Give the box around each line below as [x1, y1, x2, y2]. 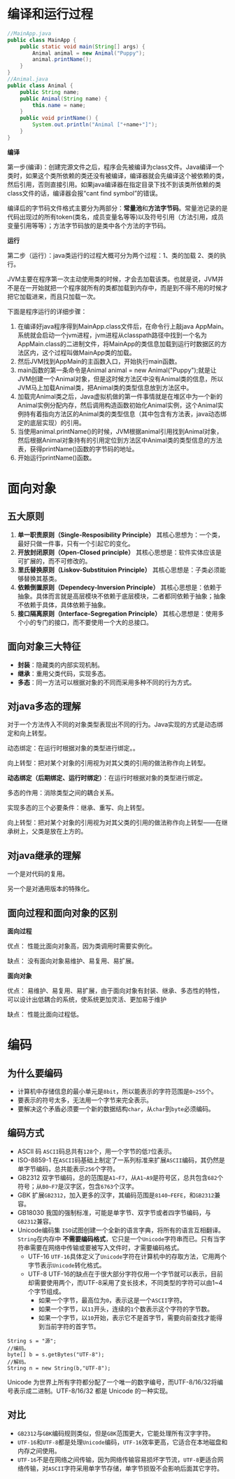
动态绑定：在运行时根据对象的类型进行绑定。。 [7, 744, 139, 752]
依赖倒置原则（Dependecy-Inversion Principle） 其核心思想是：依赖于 [17, 583, 222, 591]
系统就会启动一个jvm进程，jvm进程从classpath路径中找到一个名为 [17, 331, 208, 339]
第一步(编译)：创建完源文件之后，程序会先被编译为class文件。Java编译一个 [7, 163, 225, 171]
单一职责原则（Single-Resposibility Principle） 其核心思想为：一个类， [17, 530, 224, 539]
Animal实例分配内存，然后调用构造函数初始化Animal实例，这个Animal [17, 401, 218, 409]
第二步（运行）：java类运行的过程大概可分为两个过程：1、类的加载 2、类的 [7, 251, 220, 259]
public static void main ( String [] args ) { [20, 43, 145, 50]
